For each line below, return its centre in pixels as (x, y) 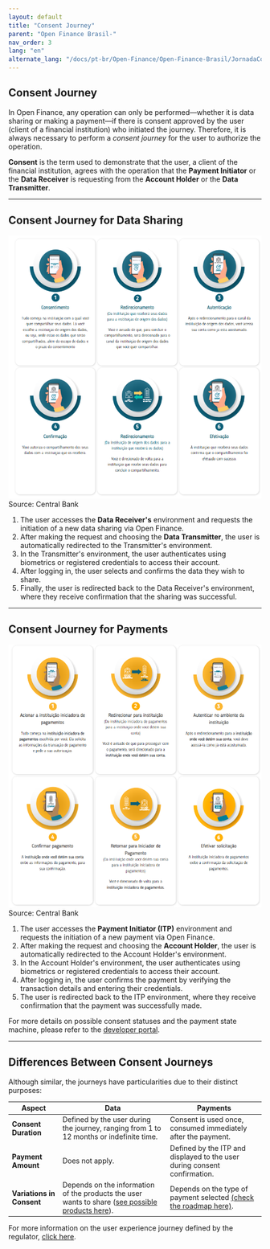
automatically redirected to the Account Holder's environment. (123, 954)
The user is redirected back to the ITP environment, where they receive (138, 997)
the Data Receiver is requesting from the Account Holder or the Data (123, 179)
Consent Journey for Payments (88, 630)
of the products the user (102, 1193)
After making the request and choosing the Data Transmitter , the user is (140, 536)
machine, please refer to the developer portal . (84, 1030)
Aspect (34, 1108)
